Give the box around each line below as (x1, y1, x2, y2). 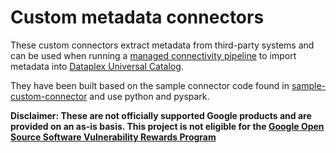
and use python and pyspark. (89, 90, 210, 102)
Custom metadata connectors (10, 6, 265, 29)
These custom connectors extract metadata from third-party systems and (10, 39, 315, 51)
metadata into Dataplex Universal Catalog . (10, 60, 184, 72)
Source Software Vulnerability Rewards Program (10, 131, 217, 143)
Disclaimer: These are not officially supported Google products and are (10, 109, 312, 121)
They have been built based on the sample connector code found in (10, 79, 290, 91)
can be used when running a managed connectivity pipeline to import (10, 49, 297, 61)
